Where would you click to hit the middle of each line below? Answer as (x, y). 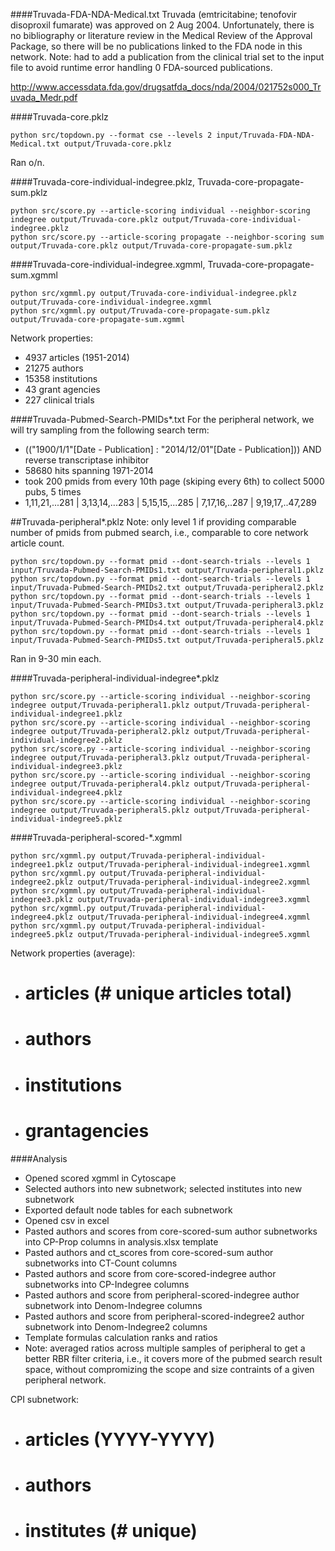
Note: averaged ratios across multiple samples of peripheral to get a (165, 1348)
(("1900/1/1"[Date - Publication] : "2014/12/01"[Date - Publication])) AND (173, 449)
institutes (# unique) (111, 1531)
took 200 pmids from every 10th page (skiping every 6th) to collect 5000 (174, 481)
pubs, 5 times (53, 492)
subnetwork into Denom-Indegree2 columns (116, 1326)
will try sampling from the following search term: (110, 430)
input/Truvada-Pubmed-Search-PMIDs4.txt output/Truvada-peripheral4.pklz (167, 623)
